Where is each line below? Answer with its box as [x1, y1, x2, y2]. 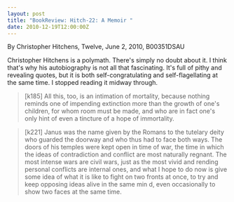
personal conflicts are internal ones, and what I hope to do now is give [24, 166, 228, 174]
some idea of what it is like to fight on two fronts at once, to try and [24, 173, 219, 181]
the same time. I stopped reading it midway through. [7, 79, 158, 87]
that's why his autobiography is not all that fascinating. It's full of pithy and [7, 64, 222, 72]
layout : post [7, 10, 46, 18]
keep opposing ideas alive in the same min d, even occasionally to [24, 180, 216, 189]
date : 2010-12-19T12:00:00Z [7, 23, 90, 30]
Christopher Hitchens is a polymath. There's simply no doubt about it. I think [7, 56, 228, 65]
